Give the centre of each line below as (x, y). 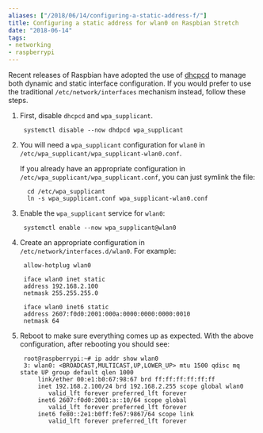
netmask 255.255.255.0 (61, 293)
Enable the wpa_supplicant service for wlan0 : (92, 213)
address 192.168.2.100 (61, 286)
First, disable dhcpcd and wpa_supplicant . (86, 115)
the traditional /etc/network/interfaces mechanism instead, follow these (127, 92)
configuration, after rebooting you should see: (95, 344)
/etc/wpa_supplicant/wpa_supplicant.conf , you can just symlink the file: (137, 177)
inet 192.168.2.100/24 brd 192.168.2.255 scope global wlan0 (141, 386)
